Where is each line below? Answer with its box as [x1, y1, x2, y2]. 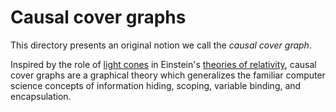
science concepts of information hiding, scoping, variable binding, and [10, 79, 302, 91]
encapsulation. [10, 90, 72, 102]
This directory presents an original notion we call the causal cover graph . [10, 39, 312, 51]
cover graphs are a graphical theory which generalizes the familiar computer [10, 69, 326, 81]
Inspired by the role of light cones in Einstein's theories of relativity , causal [10, 58, 317, 70]
